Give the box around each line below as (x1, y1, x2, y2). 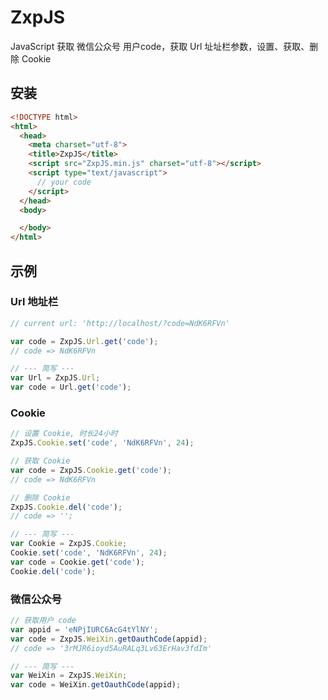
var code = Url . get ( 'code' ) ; (10, 382, 132, 393)
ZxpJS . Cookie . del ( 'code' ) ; (10, 502, 123, 512)
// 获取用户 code (10, 616, 77, 626)
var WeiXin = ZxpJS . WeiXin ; (10, 671, 128, 681)
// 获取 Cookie (10, 456, 71, 466)
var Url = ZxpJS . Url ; (10, 373, 101, 383)
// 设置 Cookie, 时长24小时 (10, 429, 118, 439)
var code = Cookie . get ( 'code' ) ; (10, 557, 145, 567)
